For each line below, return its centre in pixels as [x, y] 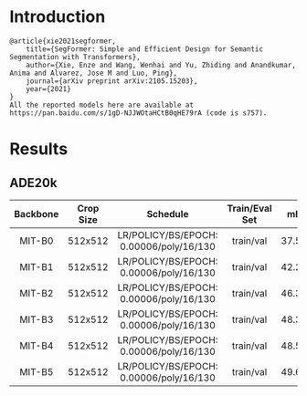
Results [39, 149]
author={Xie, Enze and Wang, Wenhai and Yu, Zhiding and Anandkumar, [161, 65]
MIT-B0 [37, 241]
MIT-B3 [37, 319]
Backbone [37, 214]
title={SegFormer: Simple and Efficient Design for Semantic [144, 49]
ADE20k [33, 183]
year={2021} [48, 89]
